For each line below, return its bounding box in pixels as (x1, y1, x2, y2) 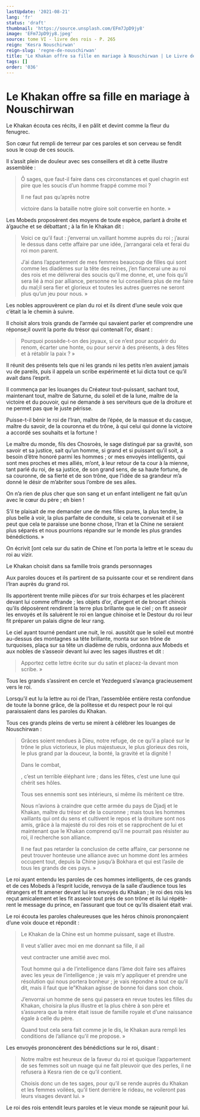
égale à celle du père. (20, 1015, 74, 1022)
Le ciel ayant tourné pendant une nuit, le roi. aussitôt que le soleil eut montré (6, 629, 194, 636)
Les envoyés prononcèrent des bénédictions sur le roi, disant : (6, 1044, 159, 1052)
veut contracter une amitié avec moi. (20, 954, 111, 961)
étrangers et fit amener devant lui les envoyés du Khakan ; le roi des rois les (6, 888, 192, 896)
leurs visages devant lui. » (20, 1093, 85, 1100)
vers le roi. (6, 684, 32, 691)
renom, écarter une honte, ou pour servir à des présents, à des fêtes (20, 344, 189, 351)
